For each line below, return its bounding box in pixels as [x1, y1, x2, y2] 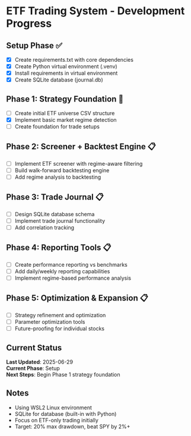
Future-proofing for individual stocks [14, 325, 105, 332]
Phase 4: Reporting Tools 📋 [6, 242, 112, 252]
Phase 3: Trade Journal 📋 [6, 192, 104, 202]
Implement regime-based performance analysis [14, 274, 132, 282]
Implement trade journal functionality [14, 217, 106, 225]
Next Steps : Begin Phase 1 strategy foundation [6, 371, 120, 378]
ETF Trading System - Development [6, 4, 185, 18]
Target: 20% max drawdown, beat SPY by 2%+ [14, 423, 130, 430]
